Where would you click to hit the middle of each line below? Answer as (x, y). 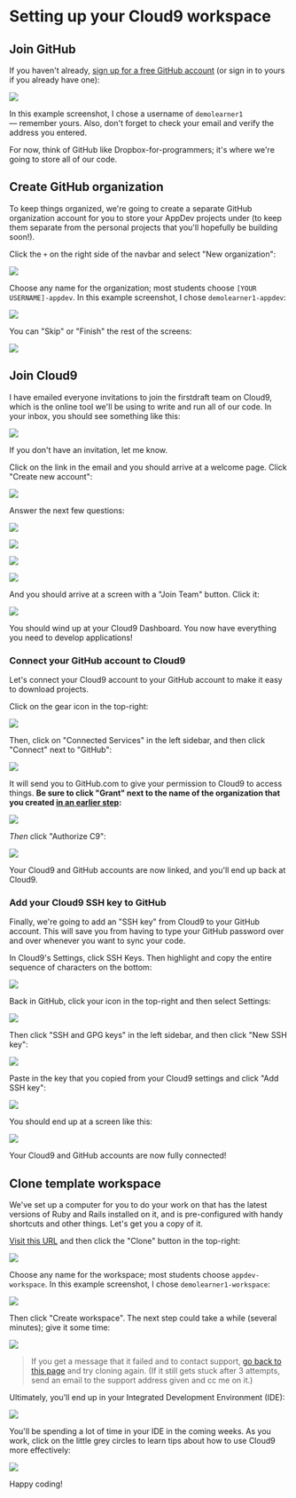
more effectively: (40, 1450)
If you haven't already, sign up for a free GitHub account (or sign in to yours (147, 70)
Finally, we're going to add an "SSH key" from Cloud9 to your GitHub (134, 922)
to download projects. (49, 689)
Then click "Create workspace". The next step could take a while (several (143, 1318)
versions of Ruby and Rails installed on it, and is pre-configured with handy (146, 1215)
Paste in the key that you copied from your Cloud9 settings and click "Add (144, 1078)
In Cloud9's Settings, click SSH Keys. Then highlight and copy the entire (140, 958)
